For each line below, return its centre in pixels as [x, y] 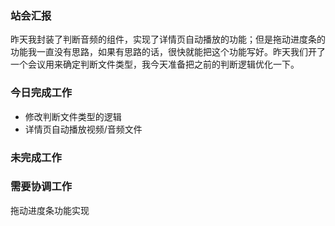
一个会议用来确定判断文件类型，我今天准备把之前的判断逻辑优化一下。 [155, 64]
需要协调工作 [41, 187]
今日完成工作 [41, 93]
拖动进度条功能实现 [50, 210]
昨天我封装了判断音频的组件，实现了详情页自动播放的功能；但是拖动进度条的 [168, 39]
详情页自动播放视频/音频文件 [83, 129]
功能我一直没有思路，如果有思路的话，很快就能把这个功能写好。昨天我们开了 [168, 52]
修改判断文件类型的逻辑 [73, 116]
